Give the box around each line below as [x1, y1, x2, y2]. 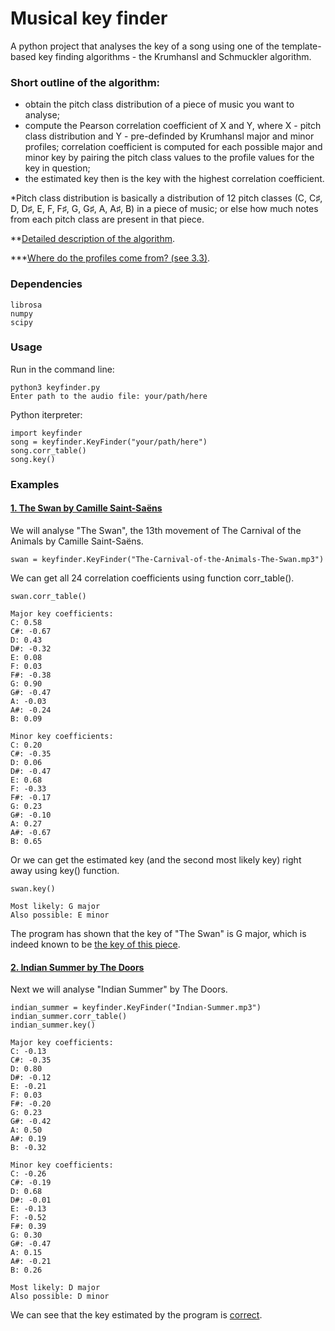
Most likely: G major [10, 901, 101, 911]
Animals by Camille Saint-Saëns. [10, 535, 144, 547]
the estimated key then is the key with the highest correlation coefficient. [24, 173, 325, 185]
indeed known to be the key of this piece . [10, 938, 181, 950]
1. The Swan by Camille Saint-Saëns [10, 502, 163, 514]
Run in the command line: [10, 363, 115, 375]
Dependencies [10, 277, 83, 291]
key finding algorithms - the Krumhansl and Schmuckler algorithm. [38, 50, 312, 62]
